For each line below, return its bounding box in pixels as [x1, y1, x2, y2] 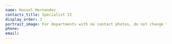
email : [5, 31, 19, 36]
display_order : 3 [5, 17, 42, 22]
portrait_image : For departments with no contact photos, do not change [5, 21, 164, 27]
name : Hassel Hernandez [5, 7, 56, 13]
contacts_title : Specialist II [5, 12, 72, 17]
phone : [5, 26, 19, 31]
